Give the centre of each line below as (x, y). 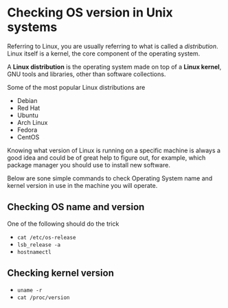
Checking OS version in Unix (90, 13)
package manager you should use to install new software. (89, 165)
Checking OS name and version (76, 207)
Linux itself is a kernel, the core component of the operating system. (104, 54)
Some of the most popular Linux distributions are (76, 87)
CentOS (28, 137)
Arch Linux (32, 122)
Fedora (27, 130)
